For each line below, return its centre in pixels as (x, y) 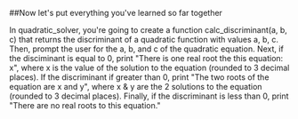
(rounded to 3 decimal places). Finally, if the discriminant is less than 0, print (149, 96)
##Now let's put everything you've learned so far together (116, 13)
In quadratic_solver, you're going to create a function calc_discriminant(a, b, (148, 30)
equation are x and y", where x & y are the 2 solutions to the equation (136, 87)
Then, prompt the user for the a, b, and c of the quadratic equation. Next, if (147, 49)
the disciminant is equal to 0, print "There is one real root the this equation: (146, 58)
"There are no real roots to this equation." (85, 105)
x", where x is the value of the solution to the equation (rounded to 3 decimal (149, 67)
